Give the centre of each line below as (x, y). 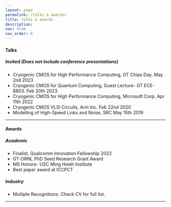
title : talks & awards (29, 19)
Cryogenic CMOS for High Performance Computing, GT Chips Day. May (88, 74)
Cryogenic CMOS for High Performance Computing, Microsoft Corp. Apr (89, 96)
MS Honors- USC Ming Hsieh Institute (52, 164)
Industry (15, 181)
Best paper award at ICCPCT (43, 170)
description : (19, 24)
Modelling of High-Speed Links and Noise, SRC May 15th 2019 (78, 112)
